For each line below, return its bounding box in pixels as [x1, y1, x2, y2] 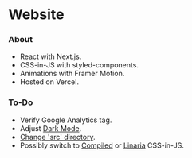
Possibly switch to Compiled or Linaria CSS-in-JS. [19, 141, 185, 150]
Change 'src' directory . [19, 132, 96, 141]
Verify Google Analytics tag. [19, 115, 112, 125]
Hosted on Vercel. [19, 77, 80, 87]
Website [8, 6, 65, 24]
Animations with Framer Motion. [19, 69, 125, 79]
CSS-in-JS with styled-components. [19, 60, 139, 70]
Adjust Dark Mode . [19, 123, 82, 133]
